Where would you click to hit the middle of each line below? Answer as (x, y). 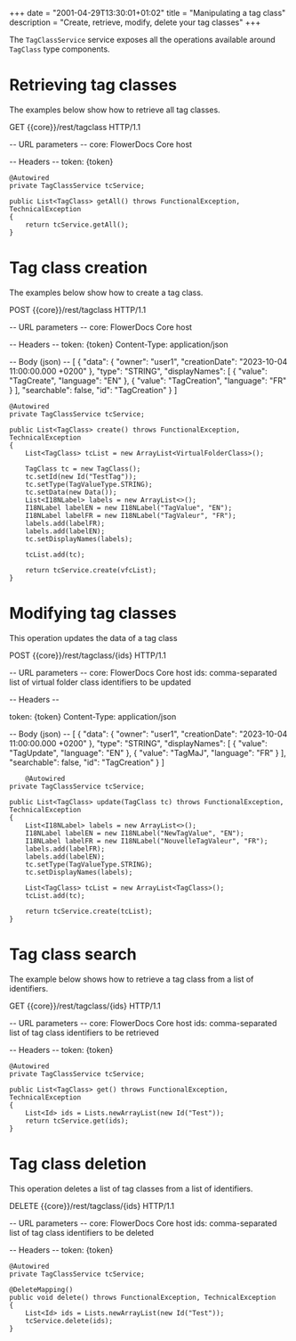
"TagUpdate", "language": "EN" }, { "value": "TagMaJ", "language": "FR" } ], (148, 753)
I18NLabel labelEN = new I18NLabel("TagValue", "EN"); (129, 507)
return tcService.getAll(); (77, 225)
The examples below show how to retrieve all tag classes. (115, 110)
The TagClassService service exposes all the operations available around (142, 40)
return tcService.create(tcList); (89, 911)
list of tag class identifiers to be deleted (81, 1232)
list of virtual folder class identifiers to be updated (100, 682)
